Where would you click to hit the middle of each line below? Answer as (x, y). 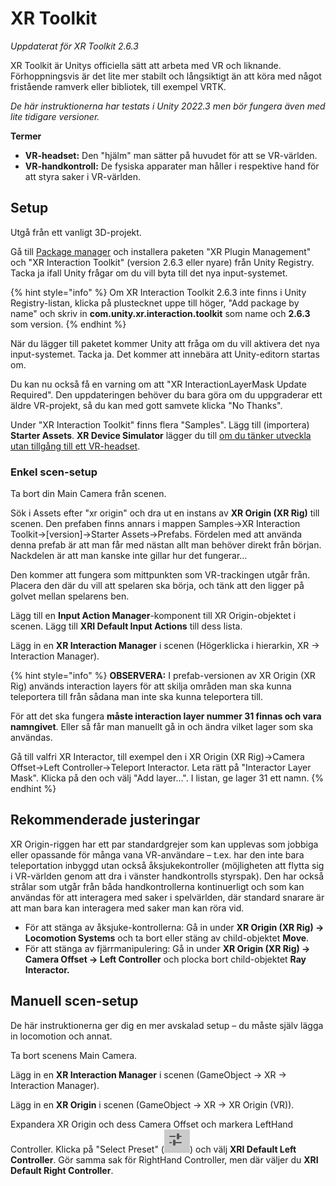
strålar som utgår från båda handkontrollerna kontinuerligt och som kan (157, 886)
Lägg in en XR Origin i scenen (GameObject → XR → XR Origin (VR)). (152, 1104)
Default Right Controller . (62, 1170)
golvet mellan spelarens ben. (70, 596)
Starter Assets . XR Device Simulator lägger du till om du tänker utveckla (161, 435)
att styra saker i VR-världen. (82, 176)
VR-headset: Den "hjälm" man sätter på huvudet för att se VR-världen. (171, 155)
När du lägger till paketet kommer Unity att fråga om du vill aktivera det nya (165, 343)
